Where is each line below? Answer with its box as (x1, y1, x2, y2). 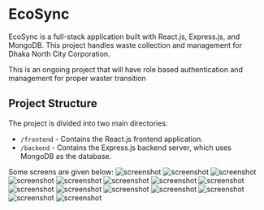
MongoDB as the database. (19, 151, 112, 161)
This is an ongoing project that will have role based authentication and (8, 64, 244, 74)
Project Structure (8, 96, 97, 110)
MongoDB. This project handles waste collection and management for (8, 40, 242, 49)
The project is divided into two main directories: (8, 118, 168, 128)
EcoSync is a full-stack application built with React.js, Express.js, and (8, 32, 240, 41)
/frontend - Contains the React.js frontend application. (19, 134, 203, 144)
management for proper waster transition (8, 73, 146, 83)
